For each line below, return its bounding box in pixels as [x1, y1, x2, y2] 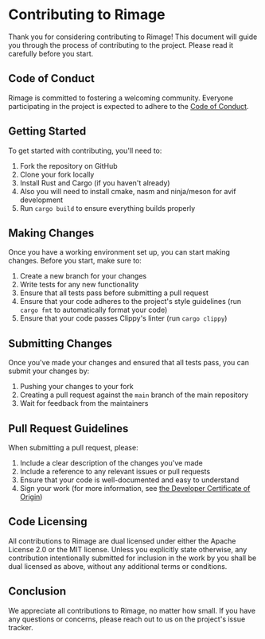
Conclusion [8, 585, 67, 598]
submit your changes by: [8, 366, 90, 376]
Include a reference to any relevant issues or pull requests [19, 467, 211, 476]
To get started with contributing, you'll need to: [8, 146, 162, 155]
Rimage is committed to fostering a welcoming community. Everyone [8, 93, 233, 103]
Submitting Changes [8, 337, 113, 350]
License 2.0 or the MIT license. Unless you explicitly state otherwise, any [8, 544, 247, 554]
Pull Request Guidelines [8, 422, 129, 435]
